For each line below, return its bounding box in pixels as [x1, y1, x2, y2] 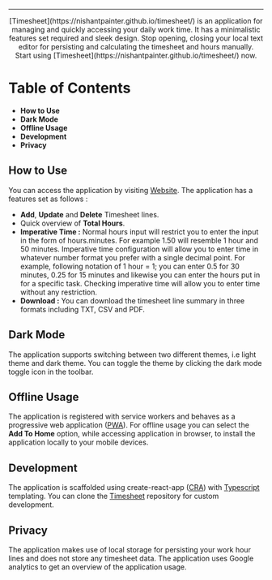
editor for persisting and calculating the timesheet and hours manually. [18, 42, 254, 51]
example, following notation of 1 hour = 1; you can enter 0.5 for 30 [19, 261, 240, 271]
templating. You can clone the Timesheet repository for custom [8, 492, 219, 501]
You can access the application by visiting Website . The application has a [8, 185, 253, 195]
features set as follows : [8, 194, 88, 204]
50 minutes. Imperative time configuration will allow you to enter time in [19, 244, 259, 254]
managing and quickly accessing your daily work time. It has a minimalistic [11, 25, 261, 34]
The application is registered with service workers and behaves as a [8, 411, 236, 422]
